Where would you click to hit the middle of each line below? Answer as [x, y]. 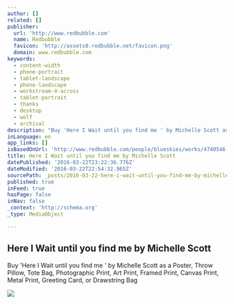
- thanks [26, 104]
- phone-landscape [40, 85]
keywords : [22, 59]
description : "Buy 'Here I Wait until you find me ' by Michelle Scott [113, 130]
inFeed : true [26, 189]
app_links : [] [28, 143]
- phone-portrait [39, 72]
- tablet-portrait [40, 98]
